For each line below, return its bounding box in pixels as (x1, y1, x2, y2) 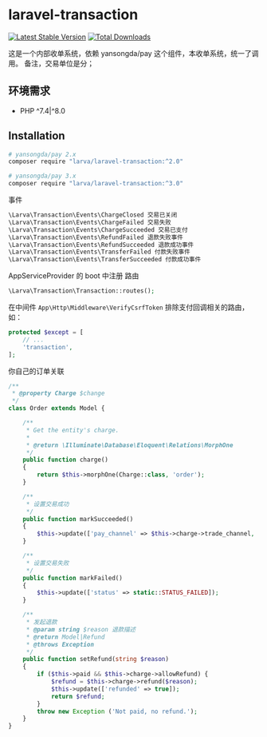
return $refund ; (50, 692, 105, 700)
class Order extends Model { (8, 404, 105, 412)
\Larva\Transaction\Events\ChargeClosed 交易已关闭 (8, 211, 178, 219)
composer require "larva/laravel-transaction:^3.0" (8, 180, 183, 188)
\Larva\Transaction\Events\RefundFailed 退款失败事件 (8, 233, 183, 241)
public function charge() (22, 456, 109, 464)
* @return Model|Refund (26, 633, 105, 641)
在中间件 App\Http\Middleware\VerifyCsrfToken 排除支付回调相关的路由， (8, 302, 249, 313)
